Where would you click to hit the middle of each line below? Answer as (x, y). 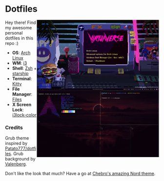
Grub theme (17, 138)
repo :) (12, 43)
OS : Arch (21, 53)
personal (14, 33)
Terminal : (22, 79)
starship (20, 73)
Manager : (22, 94)
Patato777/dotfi (21, 149)
